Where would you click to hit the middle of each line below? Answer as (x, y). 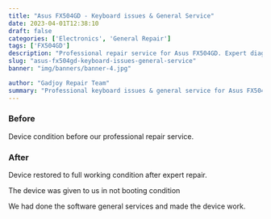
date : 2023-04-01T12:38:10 (54, 23)
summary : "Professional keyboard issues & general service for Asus (126, 91)
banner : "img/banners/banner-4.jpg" (70, 69)
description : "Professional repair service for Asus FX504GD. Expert (128, 53)
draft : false (30, 31)
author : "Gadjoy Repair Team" (59, 83)
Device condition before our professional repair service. (101, 136)
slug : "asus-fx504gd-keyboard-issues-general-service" (102, 61)
